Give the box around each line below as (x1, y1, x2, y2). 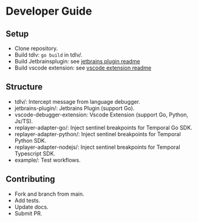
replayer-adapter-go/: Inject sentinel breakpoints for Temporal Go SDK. (14, 124, 193, 131)
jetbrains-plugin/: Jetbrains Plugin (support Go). (14, 104, 135, 112)
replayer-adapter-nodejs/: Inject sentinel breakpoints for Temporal (14, 143, 180, 151)
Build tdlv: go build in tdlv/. (14, 51, 83, 59)
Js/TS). (14, 117, 33, 124)
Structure (5, 82, 43, 92)
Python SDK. (14, 137, 47, 144)
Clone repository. (14, 45, 58, 52)
